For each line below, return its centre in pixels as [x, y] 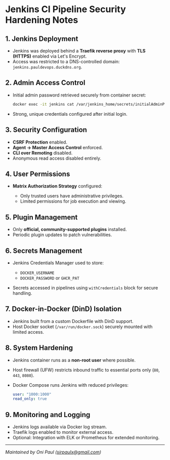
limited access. [28, 332]
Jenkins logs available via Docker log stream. [60, 427]
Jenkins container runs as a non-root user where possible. [74, 360]
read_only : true [30, 399]
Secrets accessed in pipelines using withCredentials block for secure [85, 288]
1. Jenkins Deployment [42, 39]
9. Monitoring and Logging [48, 415]
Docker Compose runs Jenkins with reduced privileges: [71, 385]
